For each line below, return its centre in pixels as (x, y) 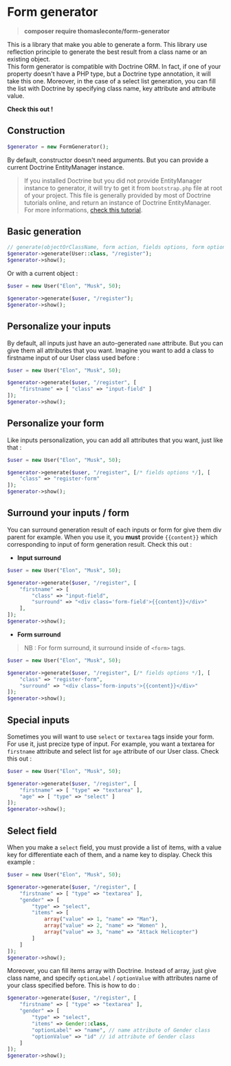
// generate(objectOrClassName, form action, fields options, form (106, 248)
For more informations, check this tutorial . (83, 210)
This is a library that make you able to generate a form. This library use (107, 44)
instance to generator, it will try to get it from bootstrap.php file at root (123, 188)
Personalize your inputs (59, 326)
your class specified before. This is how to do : (73, 985)
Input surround (39, 557)
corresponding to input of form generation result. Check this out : (100, 544)
